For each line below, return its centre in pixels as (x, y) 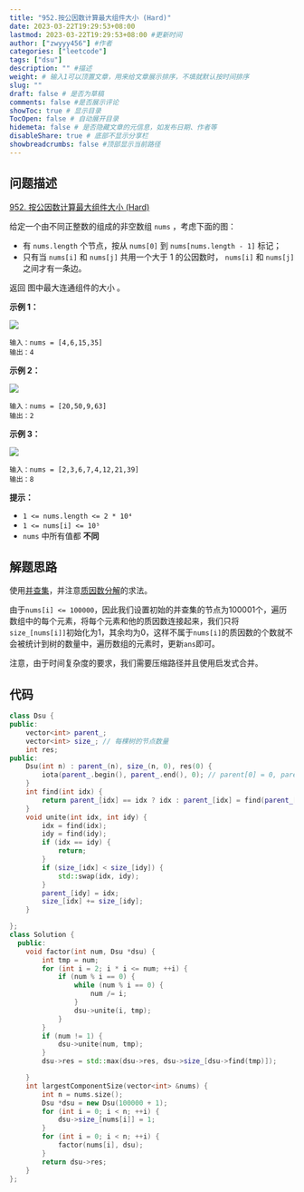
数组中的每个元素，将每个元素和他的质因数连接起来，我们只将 (124, 621)
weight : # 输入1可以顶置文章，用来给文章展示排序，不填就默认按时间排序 (129, 77)
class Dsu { (32, 716)
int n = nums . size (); (83, 1094)
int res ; (42, 749)
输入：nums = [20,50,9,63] (58, 406)
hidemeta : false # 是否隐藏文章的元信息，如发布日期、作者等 (113, 128)
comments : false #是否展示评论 (64, 102)
